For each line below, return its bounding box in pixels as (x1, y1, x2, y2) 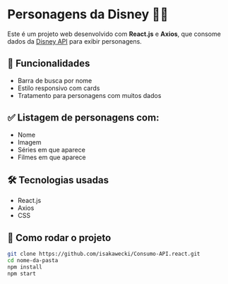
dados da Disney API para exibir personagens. (7, 37, 143, 45)
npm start (7, 270, 37, 277)
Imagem (17, 137, 42, 147)
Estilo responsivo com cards (17, 84, 100, 92)
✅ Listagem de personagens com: (7, 112, 160, 124)
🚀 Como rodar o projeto (7, 232, 112, 244)
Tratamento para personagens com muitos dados (17, 91, 162, 99)
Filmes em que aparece (17, 153, 86, 161)
